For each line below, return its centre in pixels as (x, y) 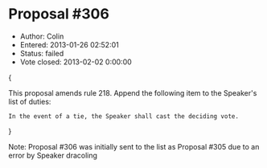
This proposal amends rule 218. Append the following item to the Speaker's (133, 92)
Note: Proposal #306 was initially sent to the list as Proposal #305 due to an (134, 146)
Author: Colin (42, 36)
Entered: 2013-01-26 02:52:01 (69, 44)
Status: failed (42, 53)
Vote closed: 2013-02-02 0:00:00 (76, 62)
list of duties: (30, 101)
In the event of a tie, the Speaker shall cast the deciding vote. (124, 116)
